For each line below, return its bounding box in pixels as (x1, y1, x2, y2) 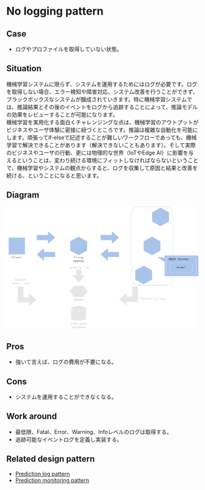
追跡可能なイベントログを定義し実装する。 (15, 436, 123, 443)
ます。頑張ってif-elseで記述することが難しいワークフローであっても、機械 (11, 133, 197, 141)
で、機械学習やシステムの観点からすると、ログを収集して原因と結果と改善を (6, 164, 198, 171)
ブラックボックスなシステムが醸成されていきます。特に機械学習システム (6, 96, 187, 103)
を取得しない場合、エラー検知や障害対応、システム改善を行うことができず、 (6, 88, 198, 95)
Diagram (6, 190, 40, 201)
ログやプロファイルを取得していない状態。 (15, 46, 123, 52)
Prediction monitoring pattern (15, 477, 90, 484)
